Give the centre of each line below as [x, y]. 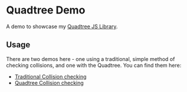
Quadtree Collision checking [49, 83]
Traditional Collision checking [50, 76]
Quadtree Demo [46, 10]
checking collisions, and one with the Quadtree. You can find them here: [94, 65]
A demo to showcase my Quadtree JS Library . [62, 26]
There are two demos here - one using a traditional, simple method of [91, 59]
